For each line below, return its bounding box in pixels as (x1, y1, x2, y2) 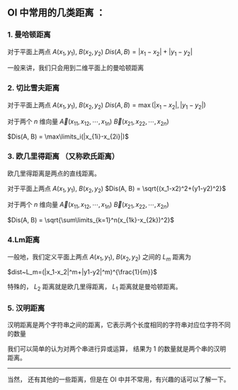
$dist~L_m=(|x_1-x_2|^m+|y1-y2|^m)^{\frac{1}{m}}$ (7, 268, 158, 276)
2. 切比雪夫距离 (7, 83, 60, 93)
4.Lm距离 (7, 235, 40, 245)
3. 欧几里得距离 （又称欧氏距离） (7, 151, 119, 161)
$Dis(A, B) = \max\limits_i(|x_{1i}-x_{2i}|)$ (7, 132, 129, 141)
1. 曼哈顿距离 (7, 30, 51, 40)
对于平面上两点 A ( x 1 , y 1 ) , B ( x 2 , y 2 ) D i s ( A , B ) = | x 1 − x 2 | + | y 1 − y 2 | (7, 47, 193, 58)
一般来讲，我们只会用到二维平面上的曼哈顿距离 (7, 63, 144, 72)
